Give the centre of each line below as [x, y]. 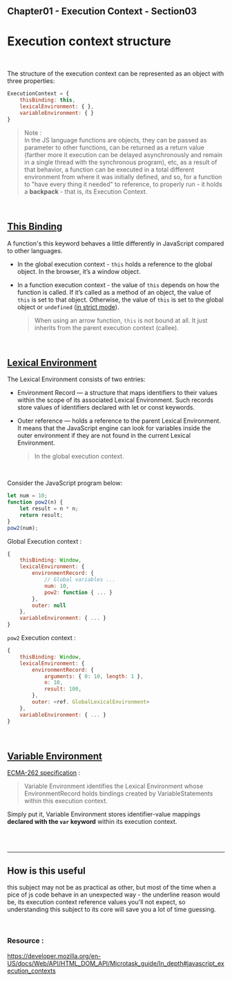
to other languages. [35, 250]
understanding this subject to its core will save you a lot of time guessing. [112, 910]
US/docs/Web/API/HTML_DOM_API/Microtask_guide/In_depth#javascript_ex [116, 963]
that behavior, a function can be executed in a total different [109, 169]
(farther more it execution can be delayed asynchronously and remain [123, 154]
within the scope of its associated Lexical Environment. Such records [115, 400]
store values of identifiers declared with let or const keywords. [106, 407]
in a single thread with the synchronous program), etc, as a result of [120, 162]
